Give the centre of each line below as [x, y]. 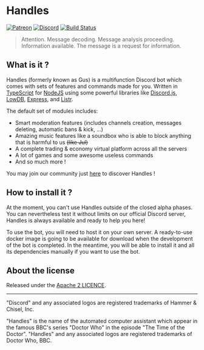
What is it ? [28, 65]
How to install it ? [39, 193]
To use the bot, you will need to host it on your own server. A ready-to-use [100, 232]
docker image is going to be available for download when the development [100, 238]
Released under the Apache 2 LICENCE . [56, 285]
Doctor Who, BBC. [29, 341]
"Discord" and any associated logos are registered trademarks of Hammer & [102, 303]
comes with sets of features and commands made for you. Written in [92, 86]
